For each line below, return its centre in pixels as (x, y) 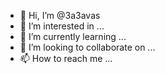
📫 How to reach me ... (66, 58)
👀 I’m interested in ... (62, 26)
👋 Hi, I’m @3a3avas (60, 15)
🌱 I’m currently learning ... (73, 36)
